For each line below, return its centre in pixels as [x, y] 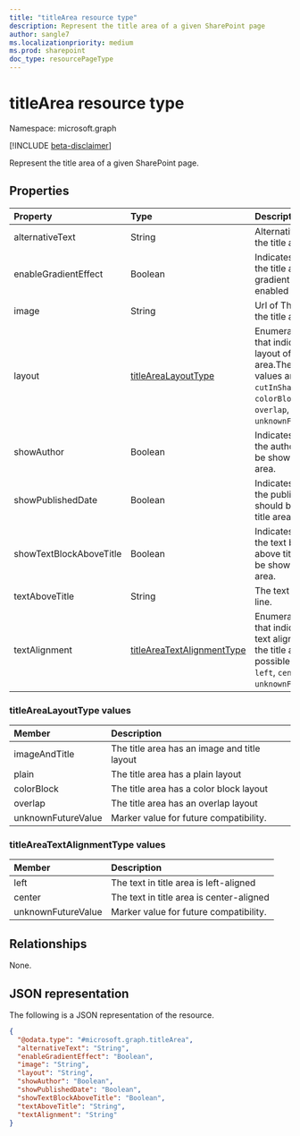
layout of [273, 353]
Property [33, 216]
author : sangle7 [39, 34]
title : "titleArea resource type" [74, 17]
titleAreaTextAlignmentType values [87, 844]
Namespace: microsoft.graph [63, 128]
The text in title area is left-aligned [183, 883]
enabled [271, 290]
